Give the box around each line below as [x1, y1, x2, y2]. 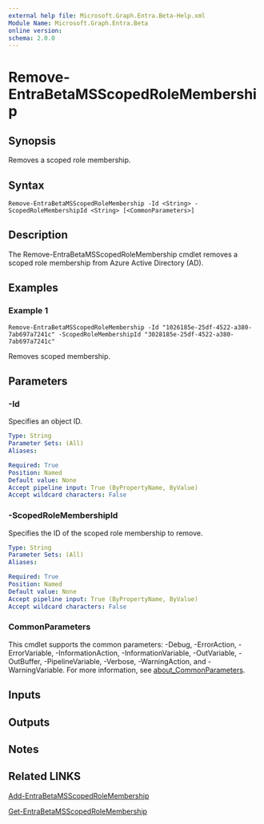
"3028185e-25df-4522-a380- [144, 330, 234, 338]
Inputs [8, 688, 42, 702]
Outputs [8, 715, 50, 729]
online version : [8, 26, 62, 34]
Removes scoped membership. [8, 351, 110, 360]
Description [8, 229, 68, 242]
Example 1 [8, 305, 49, 316]
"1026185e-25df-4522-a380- [162, 323, 252, 332]
